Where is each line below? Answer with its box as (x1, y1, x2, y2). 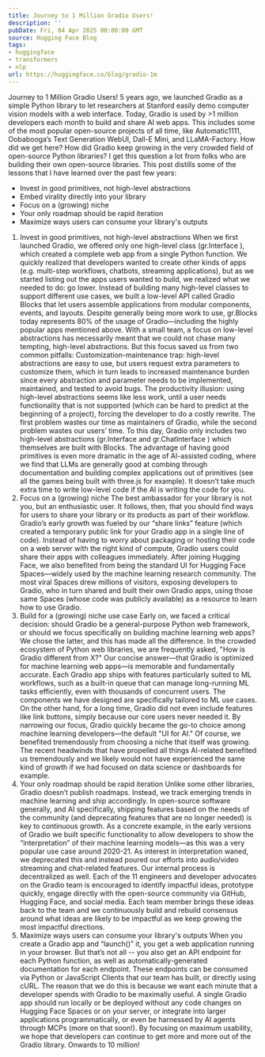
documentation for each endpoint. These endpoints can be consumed (19, 964, 248, 974)
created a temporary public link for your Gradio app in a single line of (19, 527, 244, 536)
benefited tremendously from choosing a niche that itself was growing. (19, 737, 251, 747)
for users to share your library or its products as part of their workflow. (19, 510, 250, 519)
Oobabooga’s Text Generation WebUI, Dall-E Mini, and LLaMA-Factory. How (8, 134, 256, 143)
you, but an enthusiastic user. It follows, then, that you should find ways (19, 501, 254, 511)
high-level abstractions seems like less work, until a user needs (19, 392, 227, 401)
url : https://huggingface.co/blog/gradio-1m (8, 70, 157, 78)
